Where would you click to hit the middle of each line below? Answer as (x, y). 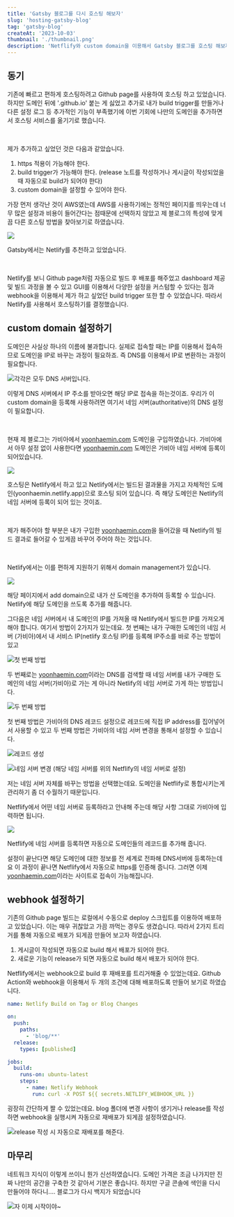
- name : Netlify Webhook (62, 1088)
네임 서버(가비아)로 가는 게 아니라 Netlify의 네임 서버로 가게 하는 (112, 683)
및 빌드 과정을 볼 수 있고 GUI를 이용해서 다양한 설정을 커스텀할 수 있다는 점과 (111, 286)
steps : (29, 1081)
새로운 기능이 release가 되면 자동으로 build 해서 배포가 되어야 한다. (108, 958)
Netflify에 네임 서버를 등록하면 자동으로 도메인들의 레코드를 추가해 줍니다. (107, 843)
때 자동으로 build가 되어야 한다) (60, 181)
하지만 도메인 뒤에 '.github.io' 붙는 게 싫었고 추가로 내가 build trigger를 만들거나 (116, 102)
